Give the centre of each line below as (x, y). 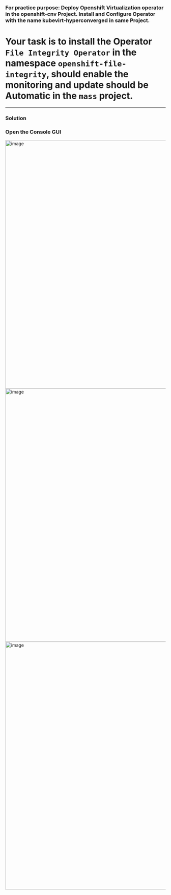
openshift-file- (92, 64)
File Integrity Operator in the (71, 52)
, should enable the (87, 74)
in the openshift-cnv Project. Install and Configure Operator (80, 14)
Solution (16, 118)
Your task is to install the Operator (79, 42)
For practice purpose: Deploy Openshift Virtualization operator (84, 8)
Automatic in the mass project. (69, 96)
